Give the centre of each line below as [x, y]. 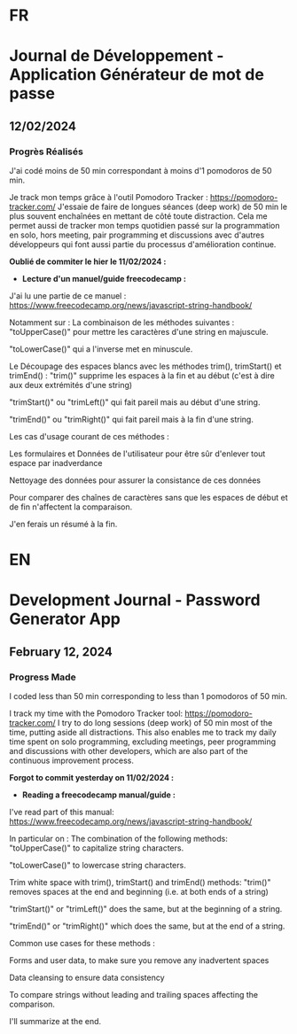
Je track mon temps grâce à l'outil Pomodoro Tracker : [109, 198]
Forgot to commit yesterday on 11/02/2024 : [92, 778]
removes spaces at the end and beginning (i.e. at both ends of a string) [139, 892]
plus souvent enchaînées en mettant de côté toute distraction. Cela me [138, 216]
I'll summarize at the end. [55, 1022]
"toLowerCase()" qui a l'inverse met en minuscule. [101, 349]
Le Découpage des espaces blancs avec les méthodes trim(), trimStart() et [145, 366]
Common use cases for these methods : [82, 944]
